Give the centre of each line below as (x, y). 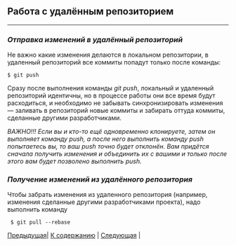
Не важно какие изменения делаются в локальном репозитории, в (108, 55)
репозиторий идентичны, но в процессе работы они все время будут (111, 96)
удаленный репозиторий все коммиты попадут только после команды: (114, 62)
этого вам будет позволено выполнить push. (74, 161)
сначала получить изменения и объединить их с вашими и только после (117, 154)
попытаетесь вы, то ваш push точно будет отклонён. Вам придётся (108, 146)
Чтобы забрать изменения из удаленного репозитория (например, (107, 195)
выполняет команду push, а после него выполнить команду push (106, 139)
